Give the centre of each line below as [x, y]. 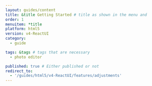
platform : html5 [22, 29]
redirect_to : [19, 71]
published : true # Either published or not [52, 66]
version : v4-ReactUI [27, 34]
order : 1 [15, 19]
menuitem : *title [24, 24]
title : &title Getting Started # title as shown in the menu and [76, 15]
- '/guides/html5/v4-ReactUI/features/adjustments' [66, 76]
